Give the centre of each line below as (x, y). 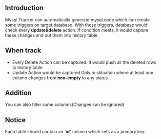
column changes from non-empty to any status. (60, 78)
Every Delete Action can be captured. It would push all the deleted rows (84, 62)
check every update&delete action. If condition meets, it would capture (77, 30)
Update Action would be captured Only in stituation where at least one (83, 72)
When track (23, 51)
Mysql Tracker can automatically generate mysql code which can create (78, 19)
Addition (18, 93)
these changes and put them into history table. (52, 35)
